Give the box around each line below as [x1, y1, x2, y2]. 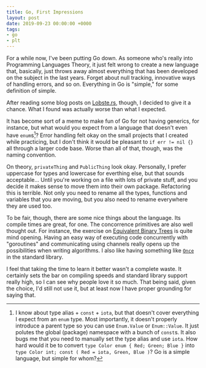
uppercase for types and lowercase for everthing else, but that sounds [6, 170, 185, 177]
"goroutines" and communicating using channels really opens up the [6, 240, 180, 248]
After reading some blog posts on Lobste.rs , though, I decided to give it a [6, 99, 191, 106]
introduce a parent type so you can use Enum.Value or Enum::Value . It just [15, 322, 199, 329]
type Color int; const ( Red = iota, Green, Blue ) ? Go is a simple [15, 348, 190, 355]
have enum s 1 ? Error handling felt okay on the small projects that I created [6, 130, 188, 139]
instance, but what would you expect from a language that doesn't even [6, 124, 188, 131]
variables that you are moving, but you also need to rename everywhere [6, 195, 188, 203]
